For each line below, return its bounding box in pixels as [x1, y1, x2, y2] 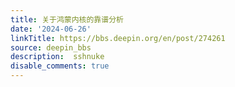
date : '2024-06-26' [10, 24, 92, 34]
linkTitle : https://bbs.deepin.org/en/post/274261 [10, 33, 226, 43]
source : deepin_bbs [10, 42, 92, 53]
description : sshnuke [10, 52, 105, 62]
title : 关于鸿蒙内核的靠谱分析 [10, 14, 124, 25]
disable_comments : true [10, 61, 110, 71]
